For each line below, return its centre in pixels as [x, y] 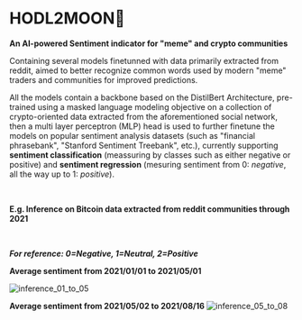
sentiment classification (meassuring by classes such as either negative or [150, 155]
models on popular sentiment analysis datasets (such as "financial [133, 135]
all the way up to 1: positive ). [62, 174]
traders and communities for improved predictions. [104, 79]
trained [23, 106]
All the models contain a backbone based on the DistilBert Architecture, [142, 97]
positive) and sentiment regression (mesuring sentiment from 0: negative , [148, 164]
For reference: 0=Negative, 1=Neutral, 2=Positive [104, 253]
